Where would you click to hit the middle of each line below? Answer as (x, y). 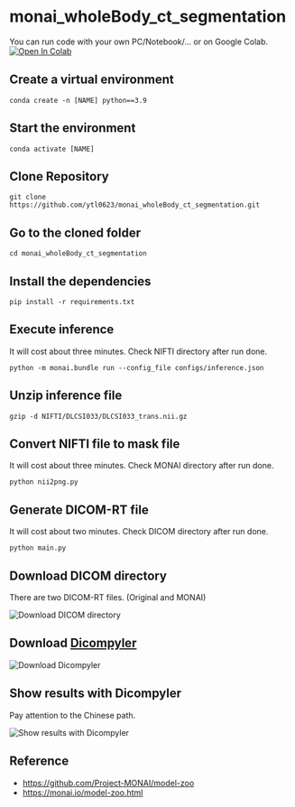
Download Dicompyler (73, 643)
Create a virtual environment (92, 80)
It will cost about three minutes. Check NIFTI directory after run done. (138, 351)
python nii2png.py (44, 482)
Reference (39, 761)
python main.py (38, 548)
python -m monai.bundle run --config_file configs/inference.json (137, 367)
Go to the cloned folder (75, 232)
